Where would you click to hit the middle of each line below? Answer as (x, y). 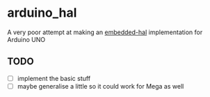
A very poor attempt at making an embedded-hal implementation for (105, 32)
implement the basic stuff (54, 78)
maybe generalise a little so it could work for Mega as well (100, 86)
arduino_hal (42, 13)
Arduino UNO (26, 39)
